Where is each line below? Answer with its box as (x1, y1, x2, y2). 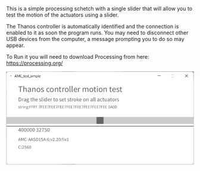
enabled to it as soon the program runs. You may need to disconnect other (6, 29, 189, 36)
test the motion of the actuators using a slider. (6, 11, 119, 18)
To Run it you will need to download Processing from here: (6, 53, 150, 60)
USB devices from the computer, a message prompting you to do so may (6, 36, 185, 42)
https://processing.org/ (6, 59, 63, 66)
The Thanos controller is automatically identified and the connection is (6, 23, 179, 30)
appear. (6, 42, 25, 49)
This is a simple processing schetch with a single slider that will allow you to (6, 5, 192, 12)
